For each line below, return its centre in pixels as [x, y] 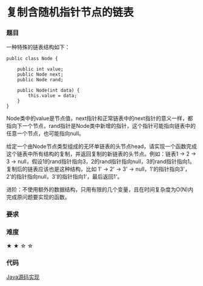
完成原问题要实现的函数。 [38, 197]
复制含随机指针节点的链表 [70, 12]
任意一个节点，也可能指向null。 [45, 133]
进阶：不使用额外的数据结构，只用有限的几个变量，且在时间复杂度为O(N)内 [100, 190]
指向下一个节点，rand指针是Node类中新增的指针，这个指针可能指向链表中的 [101, 126]
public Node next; [40, 75]
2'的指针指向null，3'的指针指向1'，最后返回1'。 [65, 177]
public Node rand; [40, 80]
